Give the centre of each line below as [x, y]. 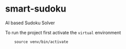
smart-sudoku [36, 9]
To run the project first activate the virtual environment [63, 32]
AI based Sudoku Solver [30, 23]
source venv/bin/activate [41, 42]
